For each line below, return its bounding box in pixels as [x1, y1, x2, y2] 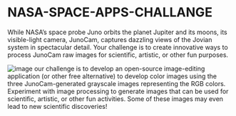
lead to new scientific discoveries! [7, 102, 108, 110]
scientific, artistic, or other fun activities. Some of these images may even [7, 94, 223, 103]
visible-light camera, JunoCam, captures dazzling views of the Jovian [7, 35, 212, 43]
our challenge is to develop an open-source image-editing [34, 64, 205, 73]
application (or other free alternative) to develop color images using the [7, 72, 217, 80]
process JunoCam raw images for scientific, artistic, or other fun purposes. [7, 51, 229, 59]
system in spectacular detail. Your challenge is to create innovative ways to [7, 43, 228, 51]
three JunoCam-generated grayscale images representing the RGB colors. [7, 79, 226, 88]
